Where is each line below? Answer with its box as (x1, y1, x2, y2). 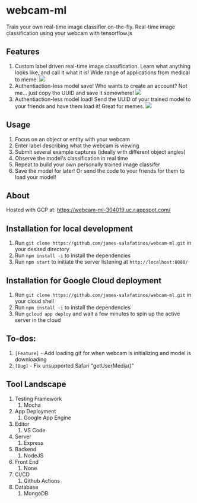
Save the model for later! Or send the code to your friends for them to (14, 167, 185, 174)
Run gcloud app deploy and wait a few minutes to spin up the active (14, 310, 180, 317)
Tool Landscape (6, 379, 66, 390)
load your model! (14, 173, 56, 181)
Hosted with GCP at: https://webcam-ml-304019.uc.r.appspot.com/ (6, 206, 171, 214)
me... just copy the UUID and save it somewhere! (14, 89, 135, 96)
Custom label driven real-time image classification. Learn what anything (14, 62, 191, 69)
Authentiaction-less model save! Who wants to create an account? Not (14, 82, 188, 89)
